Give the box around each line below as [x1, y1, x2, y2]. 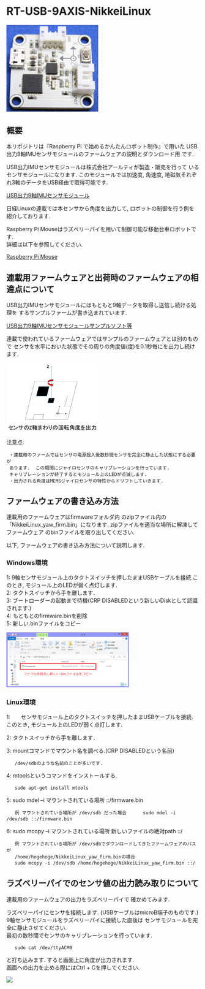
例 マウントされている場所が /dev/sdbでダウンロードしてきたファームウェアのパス [14, 841, 196, 847]
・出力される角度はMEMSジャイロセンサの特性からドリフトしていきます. [9, 478, 164, 484]
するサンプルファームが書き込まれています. [18, 308, 127, 316]
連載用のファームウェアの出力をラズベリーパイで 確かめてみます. [6, 895, 170, 903]
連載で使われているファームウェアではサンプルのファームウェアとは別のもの [6, 335, 199, 342]
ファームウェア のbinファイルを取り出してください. [6, 529, 135, 536]
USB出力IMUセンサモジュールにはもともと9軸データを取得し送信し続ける [6, 301, 192, 308]
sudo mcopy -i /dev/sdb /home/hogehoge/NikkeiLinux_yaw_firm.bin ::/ [14, 860, 196, 866]
